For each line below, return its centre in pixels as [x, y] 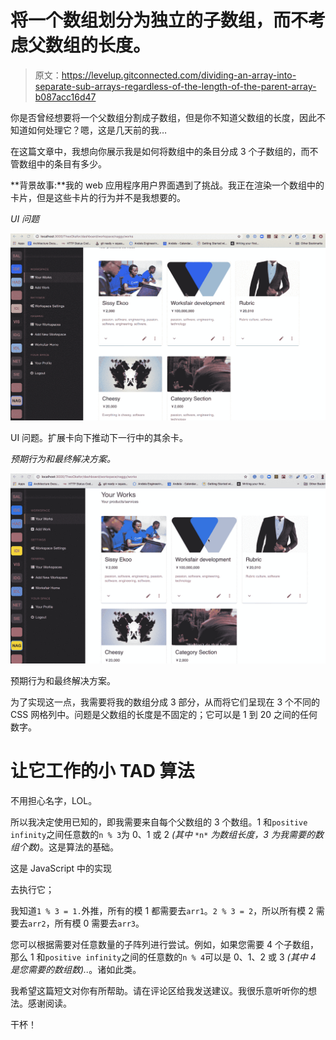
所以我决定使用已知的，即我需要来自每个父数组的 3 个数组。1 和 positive [159, 822]
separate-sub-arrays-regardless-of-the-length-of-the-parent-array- [175, 86]
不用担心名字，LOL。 [54, 800]
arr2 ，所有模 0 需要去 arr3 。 [86, 923]
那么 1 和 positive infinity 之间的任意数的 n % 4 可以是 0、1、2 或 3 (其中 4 [163, 957]
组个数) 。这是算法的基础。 [65, 847]
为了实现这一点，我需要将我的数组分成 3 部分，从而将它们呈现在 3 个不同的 [165, 702]
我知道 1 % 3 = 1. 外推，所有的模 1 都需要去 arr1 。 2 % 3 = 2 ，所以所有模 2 [162, 910]
